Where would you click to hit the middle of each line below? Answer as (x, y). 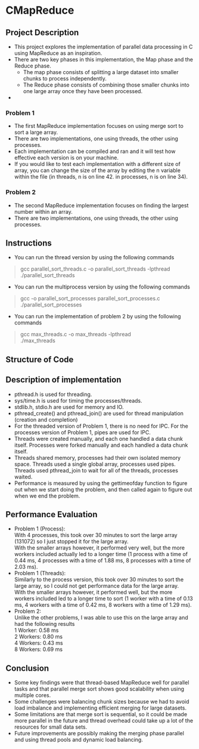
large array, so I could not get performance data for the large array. (97, 586)
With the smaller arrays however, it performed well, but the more (93, 593)
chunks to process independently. (65, 79)
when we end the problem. (47, 496)
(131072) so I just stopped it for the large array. (71, 542)
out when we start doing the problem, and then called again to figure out (103, 489)
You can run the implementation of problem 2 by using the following (97, 317)
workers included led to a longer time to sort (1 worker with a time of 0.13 (103, 598)
